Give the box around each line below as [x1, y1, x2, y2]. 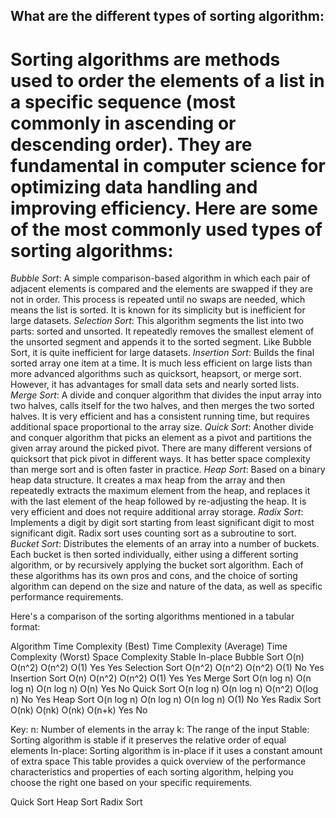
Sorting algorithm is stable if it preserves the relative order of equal [10, 734, 287, 746]
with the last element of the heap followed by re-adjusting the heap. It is [10, 495, 307, 508]
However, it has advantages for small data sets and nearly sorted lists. [10, 379, 300, 391]
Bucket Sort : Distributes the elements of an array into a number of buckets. [10, 538, 320, 550]
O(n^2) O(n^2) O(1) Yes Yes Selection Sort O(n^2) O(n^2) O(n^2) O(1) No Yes [10, 662, 325, 674]
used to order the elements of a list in [10, 69, 325, 92]
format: [10, 621, 41, 633]
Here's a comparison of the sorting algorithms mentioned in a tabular [10, 610, 295, 623]
